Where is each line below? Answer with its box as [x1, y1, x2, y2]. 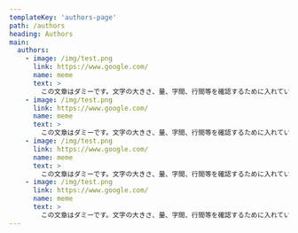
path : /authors [9, 21, 66, 30]
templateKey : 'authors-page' [9, 12, 117, 22]
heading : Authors [9, 29, 74, 38]
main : [9, 37, 29, 47]
